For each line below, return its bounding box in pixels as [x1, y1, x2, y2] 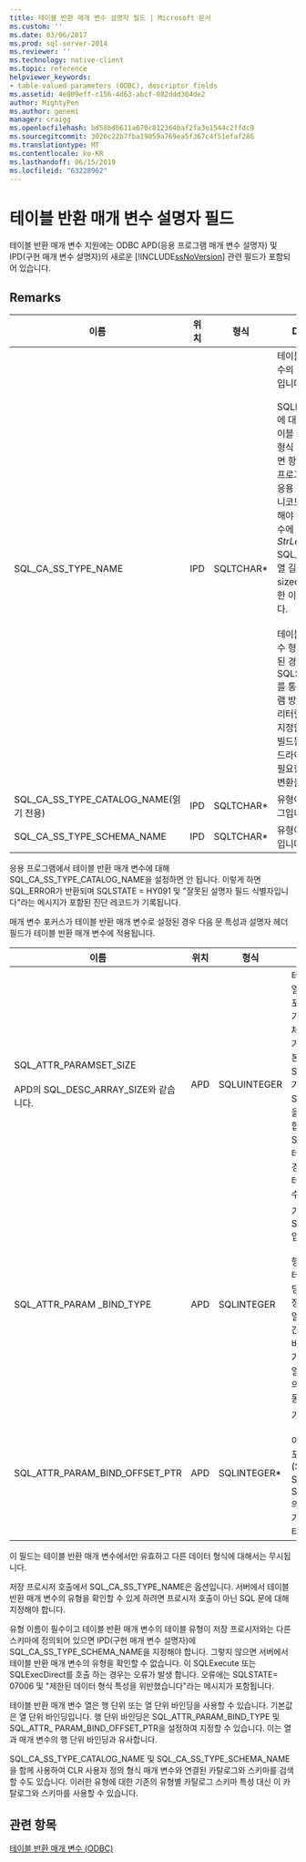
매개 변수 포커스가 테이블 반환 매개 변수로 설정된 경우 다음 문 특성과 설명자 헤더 [9, 916, 289, 927]
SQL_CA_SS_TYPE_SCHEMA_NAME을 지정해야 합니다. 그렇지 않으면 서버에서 [9, 1647, 289, 1658]
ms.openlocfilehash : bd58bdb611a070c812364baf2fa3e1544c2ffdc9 [9, 124, 255, 133]
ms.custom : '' [9, 22, 64, 31]
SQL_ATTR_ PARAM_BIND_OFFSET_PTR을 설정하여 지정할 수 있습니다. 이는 [9, 1722, 282, 1733]
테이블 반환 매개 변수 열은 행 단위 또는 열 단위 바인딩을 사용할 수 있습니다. [9, 1700, 269, 1711]
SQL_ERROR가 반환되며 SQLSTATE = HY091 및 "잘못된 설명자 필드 [9, 885, 250, 896]
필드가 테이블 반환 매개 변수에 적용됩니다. [9, 927, 156, 939]
